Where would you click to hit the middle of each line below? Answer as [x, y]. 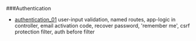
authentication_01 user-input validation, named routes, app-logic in [95, 19]
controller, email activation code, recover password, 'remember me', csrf [102, 26]
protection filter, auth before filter [55, 32]
